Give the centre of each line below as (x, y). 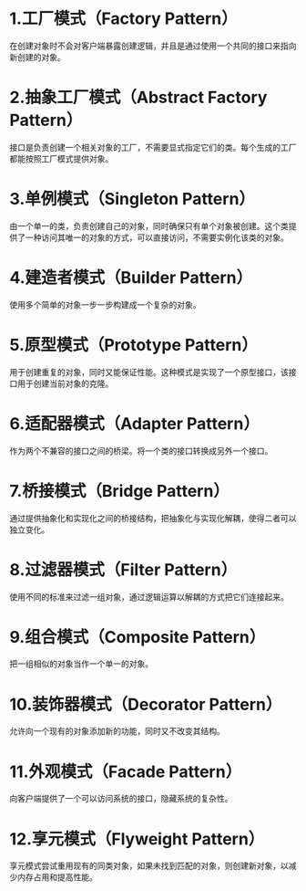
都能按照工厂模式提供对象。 (61, 158)
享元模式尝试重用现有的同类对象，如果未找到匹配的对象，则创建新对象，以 (149, 866)
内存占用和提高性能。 (57, 877)
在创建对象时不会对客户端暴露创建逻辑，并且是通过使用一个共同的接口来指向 (153, 46)
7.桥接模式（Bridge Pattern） (120, 491)
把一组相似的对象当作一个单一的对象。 (81, 664)
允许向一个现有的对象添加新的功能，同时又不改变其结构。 (117, 731)
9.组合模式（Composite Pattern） (138, 637)
